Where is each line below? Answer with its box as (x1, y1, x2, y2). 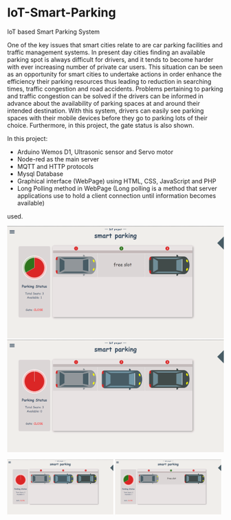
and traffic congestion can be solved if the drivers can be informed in (7, 91, 204, 100)
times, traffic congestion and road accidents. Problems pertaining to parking (7, 84, 223, 93)
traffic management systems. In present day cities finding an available (7, 48, 206, 56)
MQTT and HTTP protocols (16, 162, 94, 170)
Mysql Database (16, 170, 64, 178)
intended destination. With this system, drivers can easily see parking (7, 106, 204, 115)
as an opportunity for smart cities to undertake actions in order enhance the (7, 70, 222, 78)
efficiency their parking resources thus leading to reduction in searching (7, 77, 212, 85)
